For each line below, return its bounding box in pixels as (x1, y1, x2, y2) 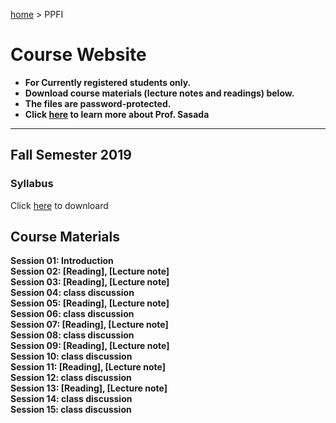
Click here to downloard (10, 199, 109, 211)
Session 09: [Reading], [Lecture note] (10, 340, 170, 352)
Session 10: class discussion (10, 350, 133, 363)
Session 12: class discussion (10, 372, 132, 384)
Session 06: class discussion (10, 308, 135, 320)
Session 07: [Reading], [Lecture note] (10, 319, 169, 331)
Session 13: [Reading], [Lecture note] (10, 382, 168, 394)
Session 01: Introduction (10, 255, 114, 267)
